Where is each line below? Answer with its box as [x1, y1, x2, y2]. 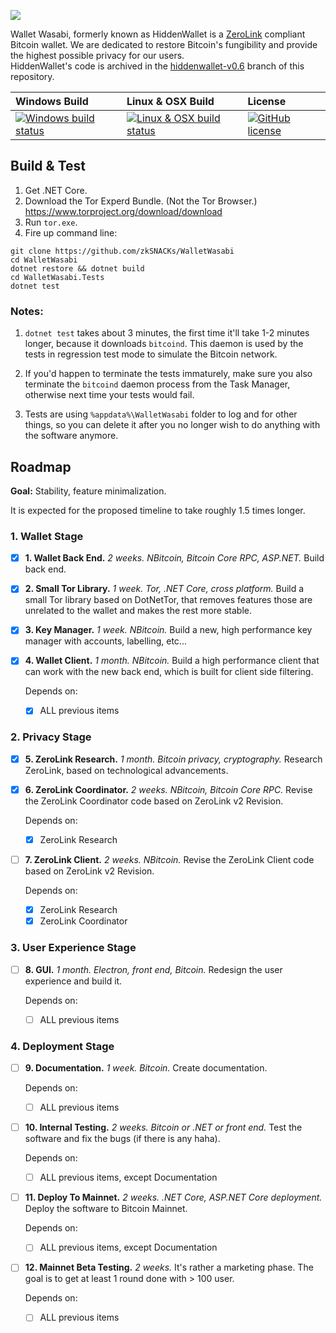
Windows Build [15, 95, 89, 108]
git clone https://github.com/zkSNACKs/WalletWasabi [10, 246, 235, 256]
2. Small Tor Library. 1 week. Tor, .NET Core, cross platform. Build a [24, 583, 305, 595]
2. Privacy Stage [10, 730, 92, 744]
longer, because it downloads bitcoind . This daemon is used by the [24, 338, 304, 350]
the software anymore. [24, 430, 119, 442]
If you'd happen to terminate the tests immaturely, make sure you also [24, 368, 313, 380]
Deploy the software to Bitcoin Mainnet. [24, 1203, 188, 1215]
